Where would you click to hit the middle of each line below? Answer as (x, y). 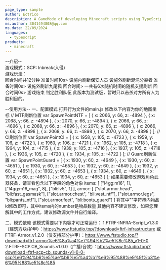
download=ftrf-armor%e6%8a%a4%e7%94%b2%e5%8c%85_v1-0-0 (77, 240)
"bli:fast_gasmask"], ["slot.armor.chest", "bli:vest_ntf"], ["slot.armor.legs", (80, 194)
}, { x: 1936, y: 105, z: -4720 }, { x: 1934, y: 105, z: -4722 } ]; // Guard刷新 (79, 154)
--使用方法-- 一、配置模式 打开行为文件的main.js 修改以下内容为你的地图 (79, 109)
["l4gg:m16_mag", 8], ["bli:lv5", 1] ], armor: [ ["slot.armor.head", (69, 188)
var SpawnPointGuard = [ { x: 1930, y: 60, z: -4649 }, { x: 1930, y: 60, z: (83, 160)
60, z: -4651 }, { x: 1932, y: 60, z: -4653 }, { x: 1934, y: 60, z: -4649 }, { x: (80, 171)
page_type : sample (24, 10)
